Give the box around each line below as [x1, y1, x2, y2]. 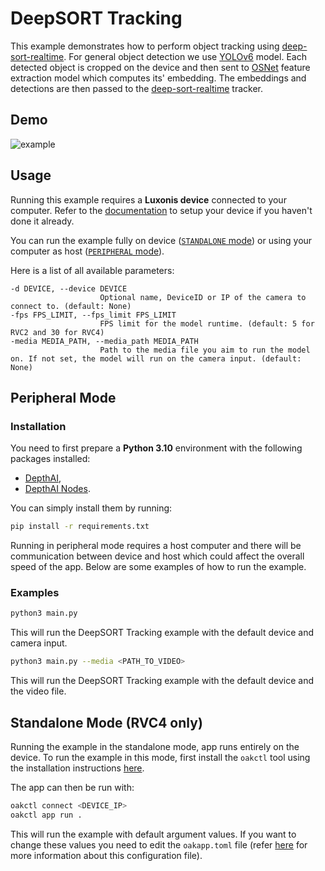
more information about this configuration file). [10, 849, 203, 861]
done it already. [10, 215, 75, 227]
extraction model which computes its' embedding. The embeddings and [10, 72, 307, 84]
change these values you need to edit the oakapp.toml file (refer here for [10, 838, 308, 851]
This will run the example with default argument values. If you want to [10, 828, 297, 840]
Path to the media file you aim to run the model [99, 345, 311, 355]
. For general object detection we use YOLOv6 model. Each [63, 50, 307, 62]
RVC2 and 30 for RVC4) [10, 327, 105, 337]
